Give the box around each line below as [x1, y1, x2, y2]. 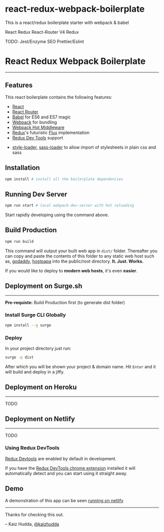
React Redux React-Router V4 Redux [5, 29, 79, 35]
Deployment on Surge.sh [5, 282, 82, 290]
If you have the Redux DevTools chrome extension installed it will [5, 465, 136, 471]
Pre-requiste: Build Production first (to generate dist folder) [5, 299, 125, 305]
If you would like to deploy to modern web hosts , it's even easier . [5, 267, 138, 273]
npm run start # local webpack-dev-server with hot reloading [5, 203, 134, 208]
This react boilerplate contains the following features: [5, 94, 112, 100]
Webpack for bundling [12, 119, 57, 125]
